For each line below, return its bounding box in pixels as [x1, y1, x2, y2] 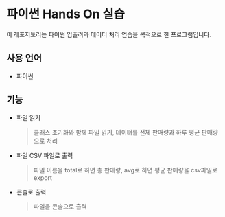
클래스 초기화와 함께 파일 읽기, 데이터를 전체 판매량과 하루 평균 [33, 128, 200, 136]
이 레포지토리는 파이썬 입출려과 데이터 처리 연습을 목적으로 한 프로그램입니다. [6, 30, 212, 38]
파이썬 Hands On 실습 [6, 6, 125, 22]
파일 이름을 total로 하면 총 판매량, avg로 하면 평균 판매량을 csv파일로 [33, 165, 217, 174]
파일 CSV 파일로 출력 [16, 151, 73, 159]
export [33, 173, 53, 182]
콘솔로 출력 [16, 187, 47, 196]
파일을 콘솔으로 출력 [33, 202, 87, 210]
